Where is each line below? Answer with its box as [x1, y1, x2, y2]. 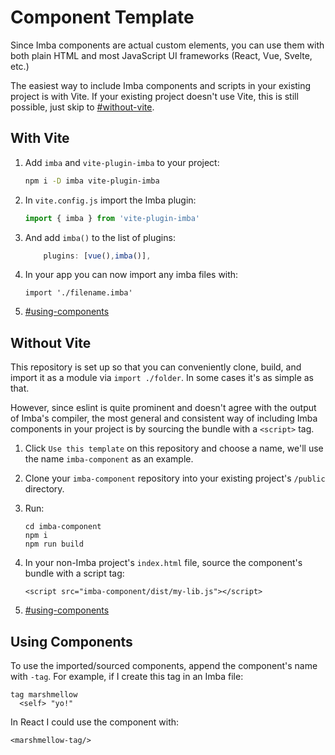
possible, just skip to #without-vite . [10, 101, 155, 113]
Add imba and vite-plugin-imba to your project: [24, 156, 220, 168]
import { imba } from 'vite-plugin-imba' [24, 213, 201, 223]
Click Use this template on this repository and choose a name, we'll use [24, 442, 324, 455]
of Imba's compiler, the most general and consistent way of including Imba [10, 412, 318, 425]
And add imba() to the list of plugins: [24, 231, 176, 243]
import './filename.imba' [24, 288, 133, 298]
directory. [24, 483, 65, 495]
